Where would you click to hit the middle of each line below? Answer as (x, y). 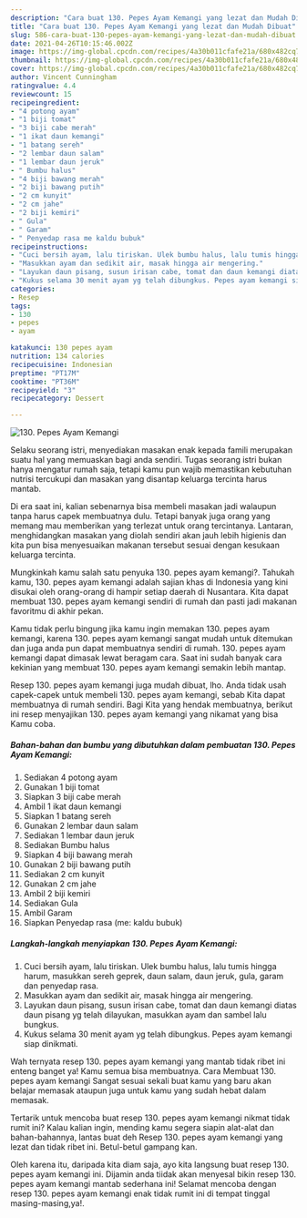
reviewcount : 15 (41, 94)
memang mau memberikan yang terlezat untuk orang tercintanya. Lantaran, (152, 526)
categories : (33, 289)
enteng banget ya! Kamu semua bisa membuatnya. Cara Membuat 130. (143, 1071)
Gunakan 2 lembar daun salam (81, 826)
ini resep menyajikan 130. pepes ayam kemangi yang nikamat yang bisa (144, 714)
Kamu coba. (33, 724)
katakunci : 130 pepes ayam (61, 348)
